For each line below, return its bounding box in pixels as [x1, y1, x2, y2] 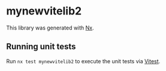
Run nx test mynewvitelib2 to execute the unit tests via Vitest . [6, 57, 161, 64]
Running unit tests [6, 42, 76, 52]
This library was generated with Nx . [6, 24, 94, 31]
